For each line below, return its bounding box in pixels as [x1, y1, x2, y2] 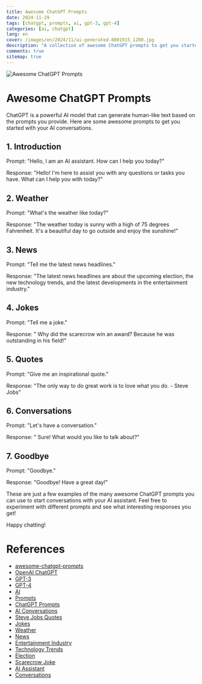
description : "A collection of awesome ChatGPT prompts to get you [6, 43, 179, 49]
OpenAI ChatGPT [14, 569, 58, 576]
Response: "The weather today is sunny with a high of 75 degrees [6, 221, 170, 228]
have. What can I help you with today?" [6, 176, 103, 183]
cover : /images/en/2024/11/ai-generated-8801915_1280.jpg [6, 37, 155, 43]
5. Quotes [6, 354, 43, 365]
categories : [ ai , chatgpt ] [6, 25, 74, 32]
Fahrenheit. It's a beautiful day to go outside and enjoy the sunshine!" [6, 227, 179, 235]
